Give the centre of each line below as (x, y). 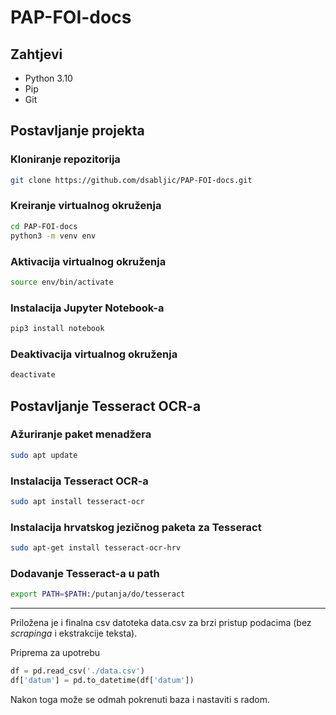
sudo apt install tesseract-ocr (77, 501)
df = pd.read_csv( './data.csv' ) (77, 671)
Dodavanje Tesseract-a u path (85, 573)
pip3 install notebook (57, 329)
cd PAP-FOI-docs (44, 226)
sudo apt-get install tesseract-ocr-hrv (96, 548)
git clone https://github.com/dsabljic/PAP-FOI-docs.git (131, 180)
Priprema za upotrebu (55, 653)
